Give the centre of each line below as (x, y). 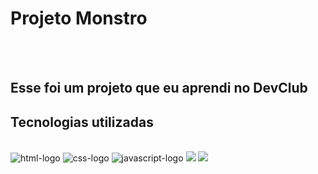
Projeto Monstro (79, 18)
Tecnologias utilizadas (82, 122)
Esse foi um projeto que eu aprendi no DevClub (159, 88)
